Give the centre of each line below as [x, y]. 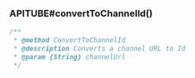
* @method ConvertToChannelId [69, 40]
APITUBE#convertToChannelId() [81, 13]
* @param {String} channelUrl [69, 56]
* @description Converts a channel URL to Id [99, 49]
